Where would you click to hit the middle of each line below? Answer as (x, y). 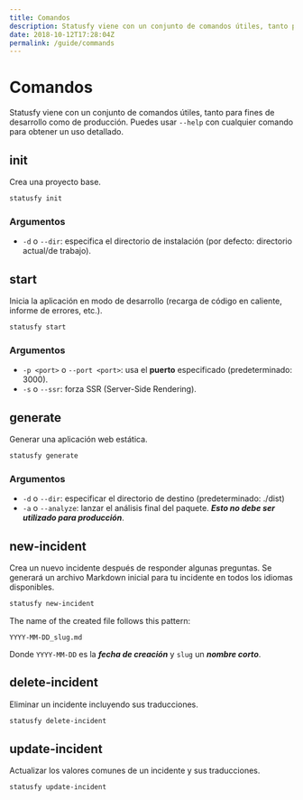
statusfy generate (44, 456)
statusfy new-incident (52, 603)
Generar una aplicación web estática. (78, 439)
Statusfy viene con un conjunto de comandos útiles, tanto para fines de (142, 113)
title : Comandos (40, 18)
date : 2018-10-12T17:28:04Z (62, 34)
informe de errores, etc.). (56, 310)
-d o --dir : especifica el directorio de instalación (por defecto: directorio (157, 241)
